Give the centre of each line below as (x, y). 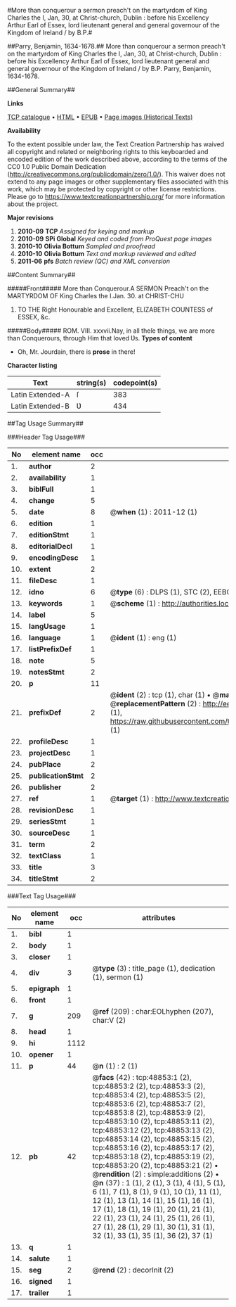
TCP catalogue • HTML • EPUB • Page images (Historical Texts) (100, 117)
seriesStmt (48, 821)
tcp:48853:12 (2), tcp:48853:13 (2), (153, 1130)
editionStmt (49, 535)
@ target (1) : (132, 799)
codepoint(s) (136, 383)
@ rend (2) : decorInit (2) (133, 1270)
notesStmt (47, 672)
